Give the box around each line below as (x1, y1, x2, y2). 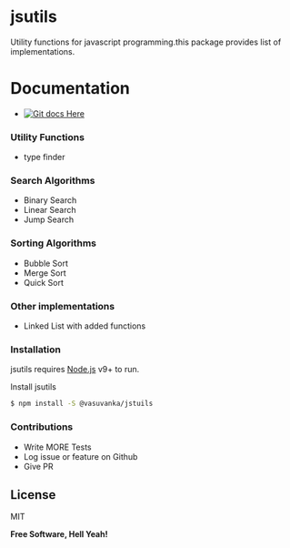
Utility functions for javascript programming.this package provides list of (10, 36, 282, 47)
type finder (23, 152, 66, 163)
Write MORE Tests (23, 441, 92, 452)
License (10, 487, 56, 502)
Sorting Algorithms (10, 237, 97, 249)
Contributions (10, 421, 74, 433)
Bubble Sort (23, 258, 69, 269)
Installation (10, 343, 62, 356)
